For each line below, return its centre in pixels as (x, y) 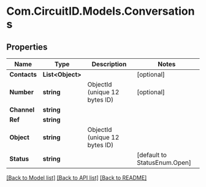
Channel (22, 110)
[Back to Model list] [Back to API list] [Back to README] (77, 178)
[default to (152, 155)
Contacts (23, 74)
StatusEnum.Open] (164, 162)
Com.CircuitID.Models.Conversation (101, 11)
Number (21, 92)
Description (109, 64)
